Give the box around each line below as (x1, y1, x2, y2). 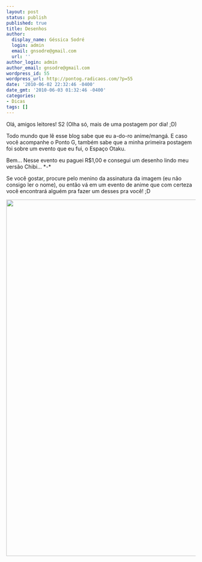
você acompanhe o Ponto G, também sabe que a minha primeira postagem (6, 138, 192, 146)
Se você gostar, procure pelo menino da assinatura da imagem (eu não (6, 174, 182, 182)
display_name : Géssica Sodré (11, 37, 85, 43)
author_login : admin (6, 59, 58, 65)
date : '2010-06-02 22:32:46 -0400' (6, 82, 96, 88)
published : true (6, 20, 47, 26)
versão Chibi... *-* (6, 163, 51, 170)
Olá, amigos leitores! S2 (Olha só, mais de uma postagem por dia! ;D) (6, 120, 177, 128)
